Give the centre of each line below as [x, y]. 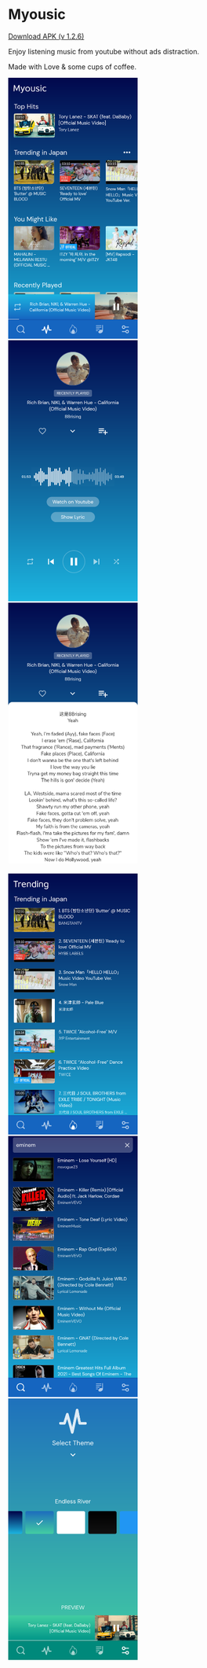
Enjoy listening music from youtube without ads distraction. [104, 51]
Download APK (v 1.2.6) [46, 36]
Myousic [37, 15]
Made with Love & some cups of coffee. [73, 66]
